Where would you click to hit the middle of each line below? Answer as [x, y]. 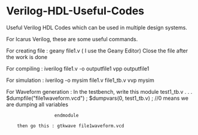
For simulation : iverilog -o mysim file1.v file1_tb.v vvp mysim [80, 80]
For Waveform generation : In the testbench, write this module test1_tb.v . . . [99, 91]
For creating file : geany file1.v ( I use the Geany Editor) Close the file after [97, 50]
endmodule [66, 115]
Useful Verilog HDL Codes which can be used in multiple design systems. [97, 27]
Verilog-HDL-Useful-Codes [75, 11]
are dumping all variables [37, 104]
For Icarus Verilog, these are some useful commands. [72, 39]
